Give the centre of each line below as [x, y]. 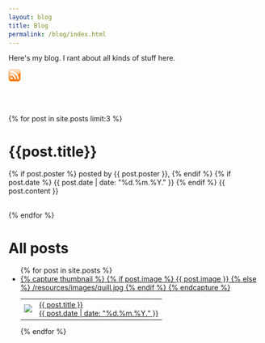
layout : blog [30, 17]
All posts [38, 248]
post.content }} [34, 191]
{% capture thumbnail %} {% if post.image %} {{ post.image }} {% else [138, 279]
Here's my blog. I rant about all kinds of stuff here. [92, 58]
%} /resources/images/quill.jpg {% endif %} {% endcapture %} [125, 288]
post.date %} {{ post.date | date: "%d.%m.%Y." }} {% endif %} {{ [117, 183]
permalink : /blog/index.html [57, 34]
